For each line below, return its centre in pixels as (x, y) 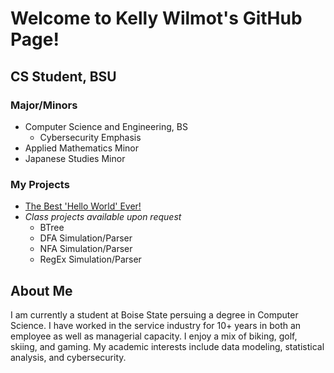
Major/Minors (44, 105)
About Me (41, 290)
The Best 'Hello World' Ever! (83, 206)
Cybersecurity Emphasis (90, 137)
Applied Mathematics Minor (81, 148)
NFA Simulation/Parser (86, 249)
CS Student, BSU (63, 76)
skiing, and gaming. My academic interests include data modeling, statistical (167, 346)
